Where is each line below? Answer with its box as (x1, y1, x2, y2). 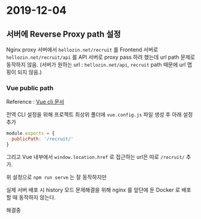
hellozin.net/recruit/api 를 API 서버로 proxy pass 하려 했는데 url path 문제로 (6, 53, 196, 61)
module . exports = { (6, 130, 55, 137)
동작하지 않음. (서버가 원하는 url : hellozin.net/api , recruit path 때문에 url (6, 61, 186, 68)
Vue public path (6, 83, 54, 92)
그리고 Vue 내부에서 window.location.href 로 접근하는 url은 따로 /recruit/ (6, 153, 185, 160)
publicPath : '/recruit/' (11, 136, 74, 142)
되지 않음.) (17, 68, 42, 76)
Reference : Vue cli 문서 (6, 98, 64, 106)
